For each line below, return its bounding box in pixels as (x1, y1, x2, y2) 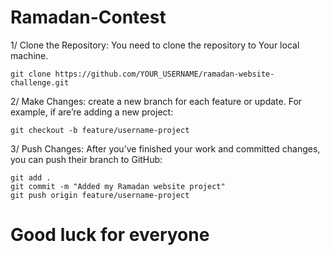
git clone (10, 69, 52, 79)
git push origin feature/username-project (10, 190, 190, 200)
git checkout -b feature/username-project (10, 125, 190, 135)
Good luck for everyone (10, 224, 210, 246)
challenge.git (10, 77, 70, 88)
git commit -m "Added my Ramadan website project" (10, 181, 226, 191)
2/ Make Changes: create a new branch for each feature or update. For (10, 95, 303, 107)
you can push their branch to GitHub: (10, 153, 163, 165)
